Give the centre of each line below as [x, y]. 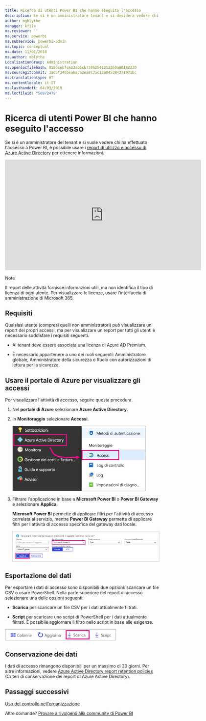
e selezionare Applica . [35, 504]
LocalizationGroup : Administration [41, 62]
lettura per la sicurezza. [36, 365]
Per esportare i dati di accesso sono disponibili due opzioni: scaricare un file [82, 587]
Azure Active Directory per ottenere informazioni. [55, 153]
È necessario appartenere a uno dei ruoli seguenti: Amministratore [79, 355]
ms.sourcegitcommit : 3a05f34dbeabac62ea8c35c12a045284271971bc [71, 73]
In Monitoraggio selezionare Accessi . [50, 419]
